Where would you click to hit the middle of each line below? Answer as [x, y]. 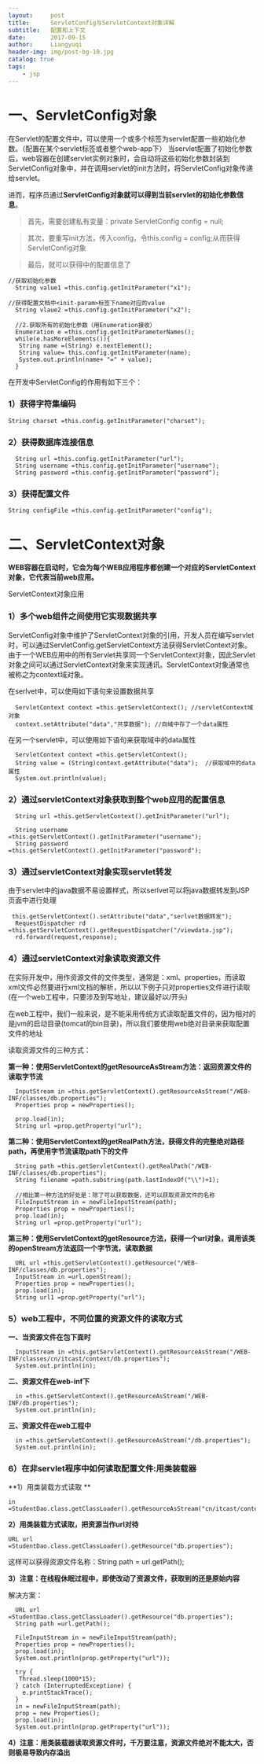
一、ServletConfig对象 [82, 115]
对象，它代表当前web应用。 [53, 577]
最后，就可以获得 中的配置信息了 [79, 264]
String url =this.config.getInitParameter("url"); [100, 459]
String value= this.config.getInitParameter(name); [105, 352]
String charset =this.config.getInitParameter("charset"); [107, 421]
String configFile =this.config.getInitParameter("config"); [110, 511]
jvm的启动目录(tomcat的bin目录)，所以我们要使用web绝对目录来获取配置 [132, 1023]
